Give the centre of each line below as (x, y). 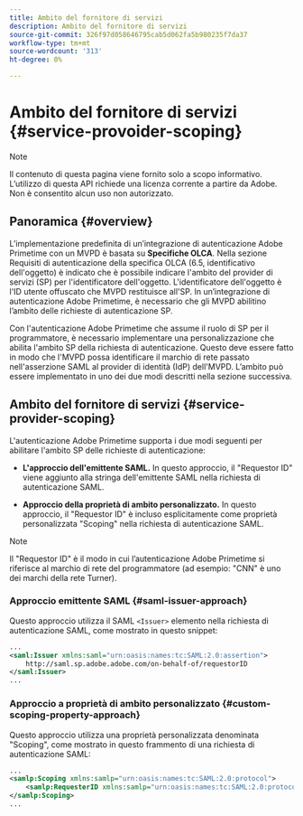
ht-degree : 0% (36, 60)
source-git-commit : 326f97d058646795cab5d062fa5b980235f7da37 (129, 34)
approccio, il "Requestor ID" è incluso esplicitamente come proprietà (150, 514)
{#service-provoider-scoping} (126, 131)
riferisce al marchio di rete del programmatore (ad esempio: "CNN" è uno (145, 568)
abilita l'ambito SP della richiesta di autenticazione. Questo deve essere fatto (151, 347)
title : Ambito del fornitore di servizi (87, 18)
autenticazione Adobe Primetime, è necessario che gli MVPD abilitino (138, 301)
